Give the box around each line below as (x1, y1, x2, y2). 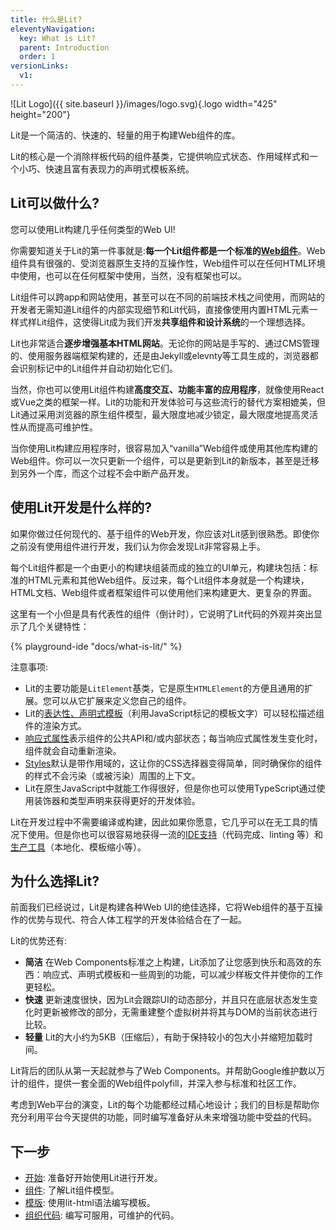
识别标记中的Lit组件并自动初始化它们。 (18, 362, 178, 374)
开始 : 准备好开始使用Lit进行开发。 (24, 1172, 163, 1184)
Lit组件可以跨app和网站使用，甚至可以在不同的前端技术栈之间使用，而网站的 (10, 291, 325, 303)
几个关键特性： (27, 620, 90, 632)
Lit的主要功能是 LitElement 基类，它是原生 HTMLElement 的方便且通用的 (24, 682, 305, 694)
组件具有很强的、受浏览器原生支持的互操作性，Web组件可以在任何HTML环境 (10, 257, 326, 269)
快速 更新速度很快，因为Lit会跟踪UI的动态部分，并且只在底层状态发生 (24, 994, 310, 1006)
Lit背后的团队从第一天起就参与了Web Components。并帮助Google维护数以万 (10, 1065, 326, 1077)
